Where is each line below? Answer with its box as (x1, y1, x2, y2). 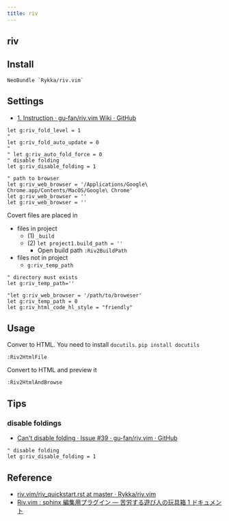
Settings (7, 95, 44, 107)
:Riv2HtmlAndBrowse (7, 379, 63, 386)
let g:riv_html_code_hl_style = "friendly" (7, 304, 133, 311)
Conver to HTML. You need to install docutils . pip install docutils (7, 341, 200, 349)
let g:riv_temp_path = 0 (7, 298, 78, 305)
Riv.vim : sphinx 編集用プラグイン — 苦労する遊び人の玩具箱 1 (16, 498, 190, 506)
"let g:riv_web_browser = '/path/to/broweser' (7, 292, 142, 299)
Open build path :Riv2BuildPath (37, 246, 128, 254)
